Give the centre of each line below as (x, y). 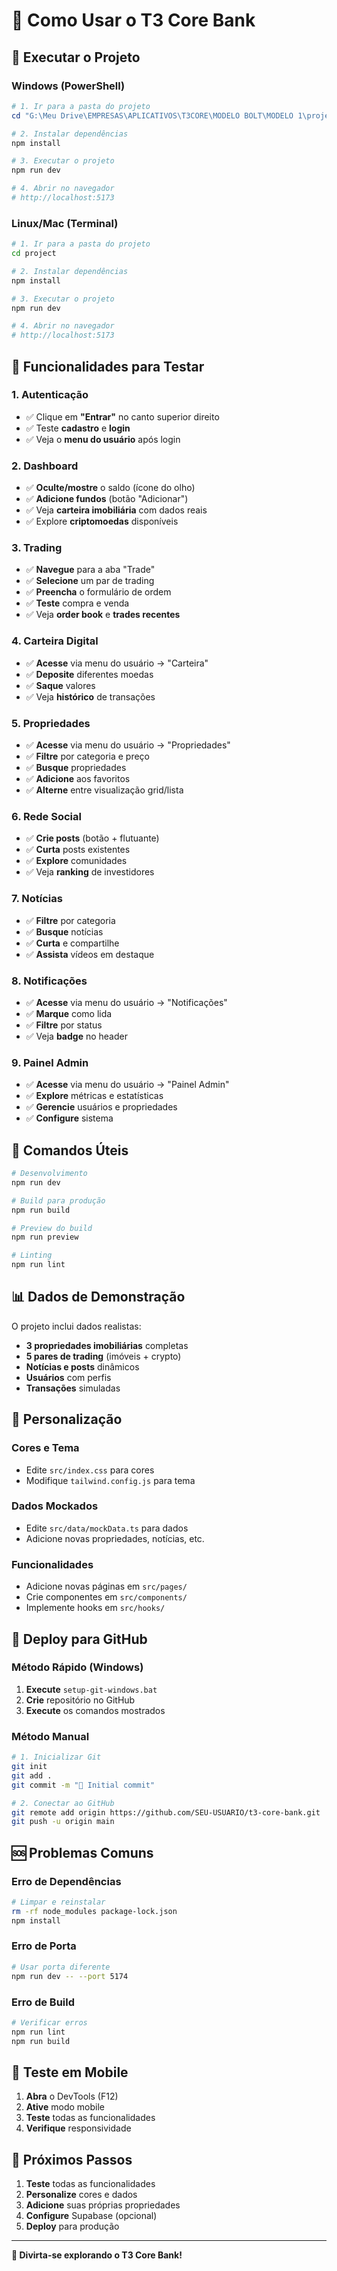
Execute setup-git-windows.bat (91, 1689)
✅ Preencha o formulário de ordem (98, 592)
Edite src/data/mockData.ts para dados (107, 1528)
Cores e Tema (45, 1448)
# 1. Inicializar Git (56, 1757)
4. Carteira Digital (55, 641)
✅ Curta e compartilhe (72, 943)
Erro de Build (43, 2002)
